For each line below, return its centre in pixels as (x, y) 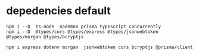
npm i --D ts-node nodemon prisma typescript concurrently (84, 27)
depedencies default (59, 11)
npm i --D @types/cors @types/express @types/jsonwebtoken (83, 32)
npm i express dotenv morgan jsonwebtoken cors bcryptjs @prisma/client (100, 47)
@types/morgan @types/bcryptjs (45, 37)
